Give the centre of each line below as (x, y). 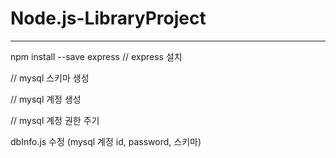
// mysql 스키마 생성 (50, 78)
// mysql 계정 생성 (46, 99)
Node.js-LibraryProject (108, 18)
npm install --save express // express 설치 (96, 56)
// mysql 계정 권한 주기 (55, 120)
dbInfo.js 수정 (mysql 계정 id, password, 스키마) (106, 141)
